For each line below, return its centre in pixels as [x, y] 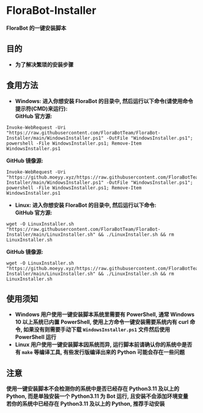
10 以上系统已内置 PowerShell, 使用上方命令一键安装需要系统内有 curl [102, 322]
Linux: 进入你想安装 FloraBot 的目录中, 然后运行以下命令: [86, 205]
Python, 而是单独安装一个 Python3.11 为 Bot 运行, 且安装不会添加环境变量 [97, 396]
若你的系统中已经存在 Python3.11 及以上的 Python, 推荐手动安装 [85, 404]
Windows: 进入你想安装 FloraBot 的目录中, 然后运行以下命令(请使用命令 [104, 101]
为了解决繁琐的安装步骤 [44, 65]
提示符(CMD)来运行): [41, 109]
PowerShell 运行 [36, 337]
